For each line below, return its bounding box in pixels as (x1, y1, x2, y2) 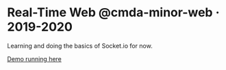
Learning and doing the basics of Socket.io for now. (7, 41, 153, 50)
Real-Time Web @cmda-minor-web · (7, 5, 220, 20)
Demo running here (7, 54, 62, 63)
